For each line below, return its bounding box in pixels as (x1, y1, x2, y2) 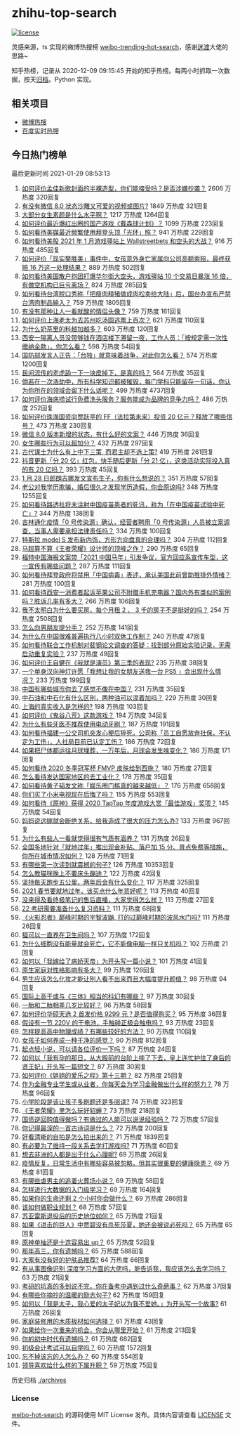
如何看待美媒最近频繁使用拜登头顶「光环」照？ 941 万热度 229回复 (21, 228, 215, 236)
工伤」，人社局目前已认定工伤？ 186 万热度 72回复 (34, 737, 178, 745)
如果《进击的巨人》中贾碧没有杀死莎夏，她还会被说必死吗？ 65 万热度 (21, 1220, 224, 1229)
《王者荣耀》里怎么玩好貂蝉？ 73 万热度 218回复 (21, 1106, 161, 1114)
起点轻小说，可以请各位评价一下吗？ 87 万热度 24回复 (21, 1045, 178, 1053)
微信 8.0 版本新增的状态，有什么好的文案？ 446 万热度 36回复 (21, 430, 201, 438)
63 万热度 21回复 (21, 1273, 71, 1282)
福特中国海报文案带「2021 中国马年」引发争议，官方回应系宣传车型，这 (21, 553, 229, 561)
